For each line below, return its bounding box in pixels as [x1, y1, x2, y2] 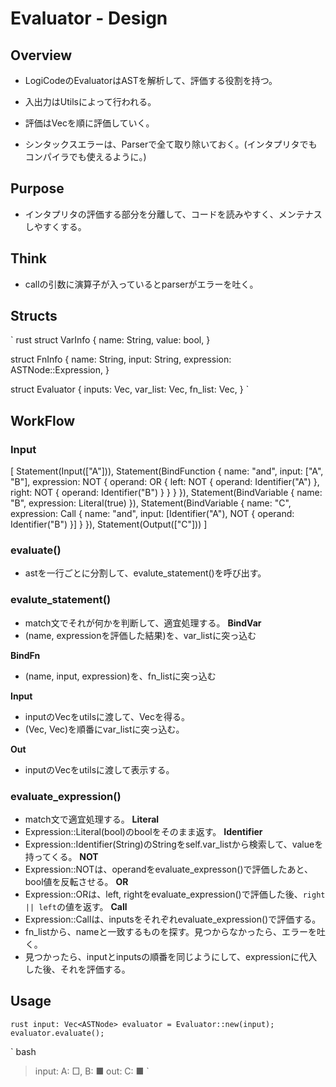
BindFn [10, 649, 41, 661]
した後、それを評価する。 [24, 963, 131, 976]
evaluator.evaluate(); [10, 1028, 105, 1038]
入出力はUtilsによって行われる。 [24, 96, 157, 107]
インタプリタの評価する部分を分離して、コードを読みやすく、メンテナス [24, 208, 323, 220]
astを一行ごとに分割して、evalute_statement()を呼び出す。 [24, 567, 267, 579]
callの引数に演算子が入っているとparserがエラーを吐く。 [24, 278, 259, 290]
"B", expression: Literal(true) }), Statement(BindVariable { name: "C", [10, 497, 292, 509]
